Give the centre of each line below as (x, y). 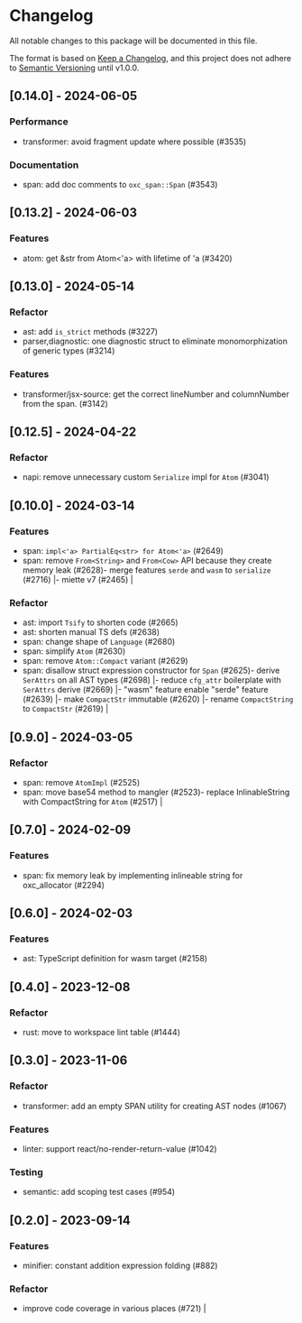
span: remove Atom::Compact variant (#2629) (105, 661)
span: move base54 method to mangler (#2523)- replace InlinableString (156, 792)
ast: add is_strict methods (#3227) (90, 332)
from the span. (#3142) (65, 403)
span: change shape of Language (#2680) (99, 642)
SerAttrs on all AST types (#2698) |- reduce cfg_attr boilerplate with (151, 680)
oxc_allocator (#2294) (64, 885)
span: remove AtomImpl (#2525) (81, 782)
